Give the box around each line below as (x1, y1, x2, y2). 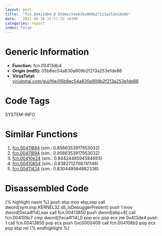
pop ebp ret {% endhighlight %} (5, 225, 70, 231)
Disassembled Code (5, 183, 89, 194)
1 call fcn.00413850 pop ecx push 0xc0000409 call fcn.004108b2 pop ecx (5, 220, 156, 226)
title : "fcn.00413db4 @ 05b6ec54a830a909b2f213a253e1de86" (5, 12, 131, 17)
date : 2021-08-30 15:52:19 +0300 (5, 16, 78, 21)
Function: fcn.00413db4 (12, 63, 62, 69)
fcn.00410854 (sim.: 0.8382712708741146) (12, 160, 99, 166)
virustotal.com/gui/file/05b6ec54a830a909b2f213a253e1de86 (12, 78, 139, 84)
